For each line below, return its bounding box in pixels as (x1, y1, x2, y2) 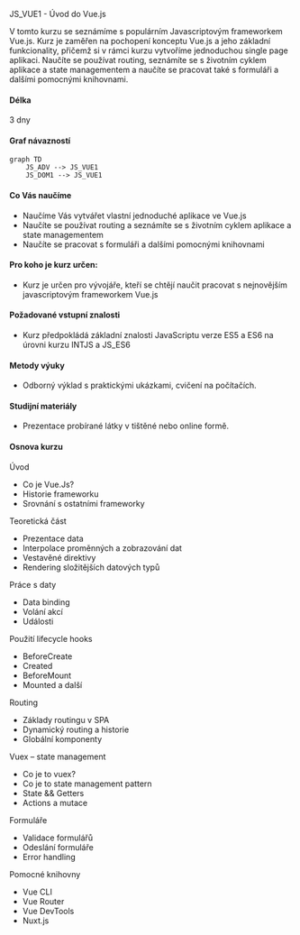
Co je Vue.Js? (22, 479, 75, 490)
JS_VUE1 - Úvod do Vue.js (9, 9, 106, 19)
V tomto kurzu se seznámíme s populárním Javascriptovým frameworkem (9, 26, 284, 36)
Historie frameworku (22, 488, 99, 500)
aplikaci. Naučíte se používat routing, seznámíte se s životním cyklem (9, 55, 268, 65)
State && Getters (22, 787, 85, 798)
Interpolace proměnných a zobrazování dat (22, 542, 183, 554)
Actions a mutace (22, 797, 88, 808)
